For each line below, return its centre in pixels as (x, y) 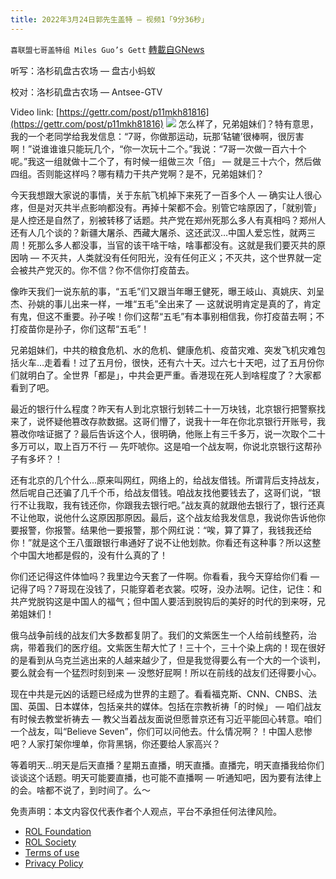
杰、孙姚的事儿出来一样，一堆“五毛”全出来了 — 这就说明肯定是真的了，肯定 (166, 303)
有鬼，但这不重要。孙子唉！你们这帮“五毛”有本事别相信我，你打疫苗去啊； (163, 316)
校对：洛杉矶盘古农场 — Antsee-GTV (86, 92)
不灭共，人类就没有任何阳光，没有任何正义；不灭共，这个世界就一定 (181, 257)
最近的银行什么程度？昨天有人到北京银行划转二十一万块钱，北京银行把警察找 (168, 408)
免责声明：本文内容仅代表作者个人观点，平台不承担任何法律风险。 (146, 811)
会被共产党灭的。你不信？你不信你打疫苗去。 (102, 270)
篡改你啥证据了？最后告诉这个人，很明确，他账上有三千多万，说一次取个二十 (168, 433)
